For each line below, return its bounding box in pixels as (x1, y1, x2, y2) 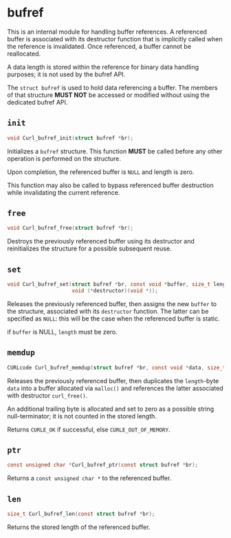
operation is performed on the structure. (7, 154, 122, 162)
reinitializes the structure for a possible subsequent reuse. (7, 244, 172, 252)
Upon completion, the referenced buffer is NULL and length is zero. (7, 167, 195, 176)
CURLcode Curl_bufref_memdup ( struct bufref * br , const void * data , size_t (7, 364, 226, 371)
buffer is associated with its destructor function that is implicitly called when (7, 34, 223, 43)
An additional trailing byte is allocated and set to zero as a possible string (7, 405, 214, 413)
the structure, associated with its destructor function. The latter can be (7, 307, 209, 315)
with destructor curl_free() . (7, 391, 88, 400)
